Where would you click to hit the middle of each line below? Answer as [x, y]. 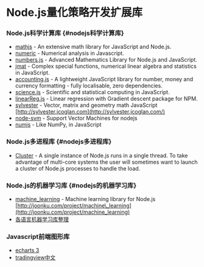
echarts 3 [27, 251]
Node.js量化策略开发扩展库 [75, 13]
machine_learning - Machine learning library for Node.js [85, 199]
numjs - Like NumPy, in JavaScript [58, 125]
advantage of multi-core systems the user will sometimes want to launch [106, 162]
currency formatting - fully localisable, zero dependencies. [89, 86]
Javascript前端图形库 [38, 237]
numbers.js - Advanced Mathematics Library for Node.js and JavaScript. [106, 60]
